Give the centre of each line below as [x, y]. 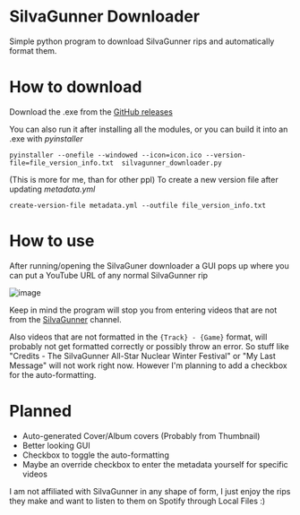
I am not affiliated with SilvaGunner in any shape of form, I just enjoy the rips [150, 491]
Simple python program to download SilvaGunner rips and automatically [142, 41]
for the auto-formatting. [53, 374]
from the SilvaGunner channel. [66, 319]
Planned [41, 411]
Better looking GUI [56, 445]
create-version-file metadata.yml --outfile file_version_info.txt [138, 205]
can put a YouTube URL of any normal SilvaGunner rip [109, 275]
